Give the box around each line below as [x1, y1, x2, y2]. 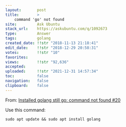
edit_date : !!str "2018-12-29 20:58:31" [5, 45, 99, 50]
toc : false [5, 74, 49, 79]
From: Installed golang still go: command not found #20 [5, 97, 121, 103]
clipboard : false [5, 83, 49, 88]
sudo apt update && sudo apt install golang [5, 116, 101, 122]
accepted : [5, 64, 26, 69]
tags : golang [5, 36, 51, 41]
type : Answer [5, 31, 51, 36]
